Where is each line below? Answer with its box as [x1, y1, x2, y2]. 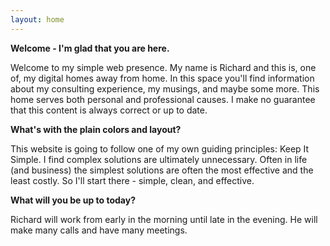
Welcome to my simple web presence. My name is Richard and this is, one [10, 61, 317, 73]
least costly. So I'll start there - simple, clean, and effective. [10, 174, 255, 186]
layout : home [10, 14, 65, 25]
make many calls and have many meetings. [10, 224, 188, 236]
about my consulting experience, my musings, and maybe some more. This [10, 82, 320, 95]
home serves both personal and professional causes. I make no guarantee [10, 93, 316, 105]
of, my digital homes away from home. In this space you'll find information [10, 72, 315, 84]
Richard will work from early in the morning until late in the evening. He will [10, 213, 318, 225]
